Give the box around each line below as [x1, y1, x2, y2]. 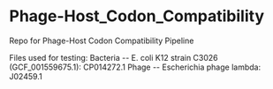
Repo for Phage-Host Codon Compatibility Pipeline [9, 35, 194, 46]
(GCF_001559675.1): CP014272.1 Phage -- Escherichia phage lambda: [9, 62, 262, 72]
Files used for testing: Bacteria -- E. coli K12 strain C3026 [9, 52, 218, 63]
